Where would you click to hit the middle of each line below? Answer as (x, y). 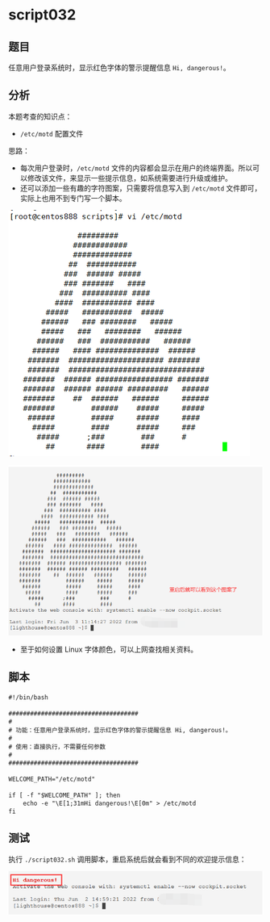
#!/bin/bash (28, 697)
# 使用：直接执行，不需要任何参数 (57, 747)
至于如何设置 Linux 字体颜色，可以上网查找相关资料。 (109, 649)
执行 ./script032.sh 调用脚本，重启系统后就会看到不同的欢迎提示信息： (128, 859)
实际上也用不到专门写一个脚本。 (73, 198)
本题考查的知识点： (40, 116)
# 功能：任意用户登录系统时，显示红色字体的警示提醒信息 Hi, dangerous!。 (120, 730)
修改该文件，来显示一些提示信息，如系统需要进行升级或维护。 (129, 178)
